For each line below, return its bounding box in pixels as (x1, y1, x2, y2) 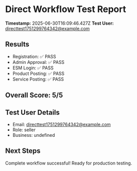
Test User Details (5, 108, 60, 117)
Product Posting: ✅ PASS (12, 70, 65, 76)
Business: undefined (12, 132, 55, 138)
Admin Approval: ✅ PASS (12, 59, 65, 65)
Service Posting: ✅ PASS (12, 76, 64, 82)
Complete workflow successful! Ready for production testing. (5, 160, 132, 166)
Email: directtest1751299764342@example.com (12, 121, 111, 127)
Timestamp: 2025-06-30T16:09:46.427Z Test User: (5, 20, 114, 26)
